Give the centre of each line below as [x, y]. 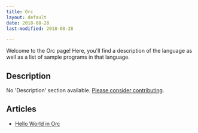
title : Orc [20, 12]
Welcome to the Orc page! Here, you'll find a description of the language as [99, 51]
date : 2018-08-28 [28, 23]
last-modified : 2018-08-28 [40, 28]
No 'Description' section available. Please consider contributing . [85, 90]
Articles [22, 109]
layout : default [26, 17]
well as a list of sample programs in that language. [68, 57]
